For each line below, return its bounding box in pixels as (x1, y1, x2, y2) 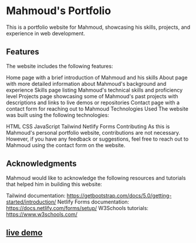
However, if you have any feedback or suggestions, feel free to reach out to (6, 135, 189, 142)
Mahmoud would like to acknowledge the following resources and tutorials (6, 174, 186, 181)
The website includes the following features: (6, 62, 113, 69)
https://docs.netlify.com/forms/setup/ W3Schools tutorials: (6, 204, 148, 211)
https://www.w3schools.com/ (6, 211, 77, 218)
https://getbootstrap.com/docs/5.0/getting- (66, 192, 172, 199)
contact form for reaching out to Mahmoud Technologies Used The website (6, 105, 189, 112)
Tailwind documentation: (6, 192, 66, 199)
